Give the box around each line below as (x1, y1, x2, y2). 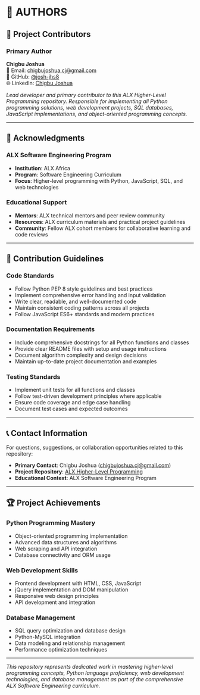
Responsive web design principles (14, 592, 99, 599)
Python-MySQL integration (14, 634, 81, 641)
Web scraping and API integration (14, 545, 98, 552)
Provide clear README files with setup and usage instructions (14, 345, 167, 352)
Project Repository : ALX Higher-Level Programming (14, 468, 143, 475)
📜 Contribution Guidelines (6, 254, 104, 264)
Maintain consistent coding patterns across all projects (14, 304, 150, 311)
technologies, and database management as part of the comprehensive (6, 676, 183, 683)
